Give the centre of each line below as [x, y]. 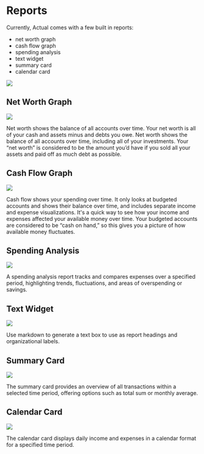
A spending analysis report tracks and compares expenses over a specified [101, 277]
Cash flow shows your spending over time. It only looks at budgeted [92, 199]
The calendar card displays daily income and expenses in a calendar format [101, 438]
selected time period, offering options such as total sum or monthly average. [102, 393]
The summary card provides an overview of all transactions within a [91, 386]
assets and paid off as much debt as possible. [64, 154]
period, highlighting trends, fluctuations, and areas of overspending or [94, 283]
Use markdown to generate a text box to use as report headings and [92, 335]
